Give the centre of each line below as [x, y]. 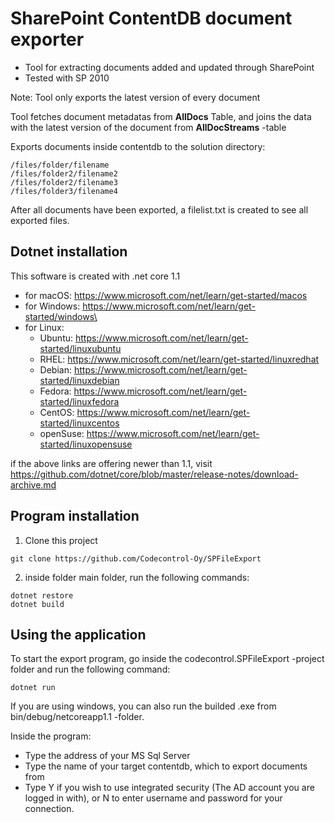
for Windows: [52, 306]
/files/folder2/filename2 [64, 173]
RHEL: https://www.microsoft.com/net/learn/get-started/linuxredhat [179, 359]
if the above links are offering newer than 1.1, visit [111, 463]
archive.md [33, 484]
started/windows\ [61, 316]
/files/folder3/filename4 [64, 191]
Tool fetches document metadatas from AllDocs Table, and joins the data [161, 116]
